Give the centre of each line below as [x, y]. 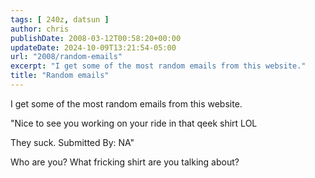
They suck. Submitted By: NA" [72, 142]
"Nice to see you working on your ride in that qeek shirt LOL [134, 123]
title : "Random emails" [60, 76]
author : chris [40, 29]
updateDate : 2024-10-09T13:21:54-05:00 [93, 47]
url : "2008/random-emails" [66, 57]
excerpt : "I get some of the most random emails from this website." [158, 66]
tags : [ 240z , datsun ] [60, 19]
